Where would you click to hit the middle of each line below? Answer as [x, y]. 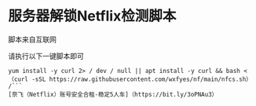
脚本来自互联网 [32, 39]
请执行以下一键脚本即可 [46, 56]
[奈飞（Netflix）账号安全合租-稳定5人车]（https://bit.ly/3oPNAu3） [113, 94]
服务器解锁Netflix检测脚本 [92, 16]
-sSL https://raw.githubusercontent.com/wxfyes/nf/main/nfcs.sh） [142, 79]
